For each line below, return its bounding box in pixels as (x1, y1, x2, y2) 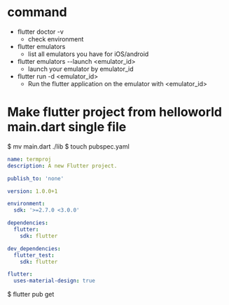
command (7, 4, 68, 20)
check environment (27, 34, 84, 43)
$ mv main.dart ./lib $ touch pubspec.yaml (7, 142, 130, 151)
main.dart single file (7, 119, 127, 135)
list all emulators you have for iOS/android (27, 50, 149, 58)
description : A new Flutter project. (7, 162, 118, 169)
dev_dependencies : (7, 245, 61, 252)
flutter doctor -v (17, 27, 64, 36)
